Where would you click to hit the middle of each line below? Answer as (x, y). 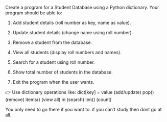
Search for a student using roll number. (54, 62)
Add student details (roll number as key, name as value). (72, 23)
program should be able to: (34, 13)
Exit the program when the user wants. (53, 82)
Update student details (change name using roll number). (73, 32)
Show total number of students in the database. (63, 72)
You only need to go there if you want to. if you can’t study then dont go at (83, 109)
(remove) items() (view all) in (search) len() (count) (58, 100)
